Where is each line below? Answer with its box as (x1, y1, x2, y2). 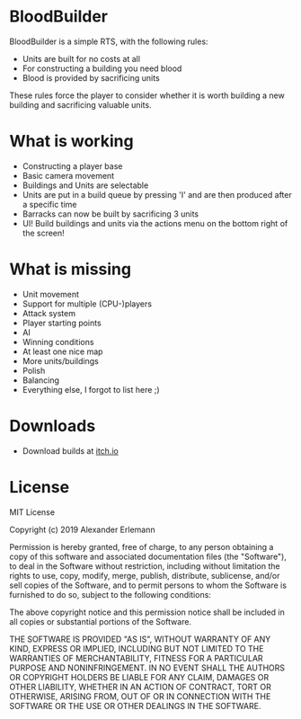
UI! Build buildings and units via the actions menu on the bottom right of (22, 217, 288, 228)
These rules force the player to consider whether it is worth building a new (9, 90, 285, 101)
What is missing (9, 259, 132, 280)
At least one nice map (22, 346, 103, 357)
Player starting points (22, 317, 102, 328)
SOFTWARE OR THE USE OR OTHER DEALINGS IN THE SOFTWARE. (9, 700, 261, 711)
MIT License (9, 506, 56, 518)
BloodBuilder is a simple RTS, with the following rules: (9, 36, 208, 47)
